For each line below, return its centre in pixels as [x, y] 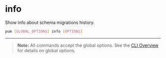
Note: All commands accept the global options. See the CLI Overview [88, 45]
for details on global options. [46, 50]
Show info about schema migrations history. [50, 22]
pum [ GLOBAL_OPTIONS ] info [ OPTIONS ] [44, 31]
